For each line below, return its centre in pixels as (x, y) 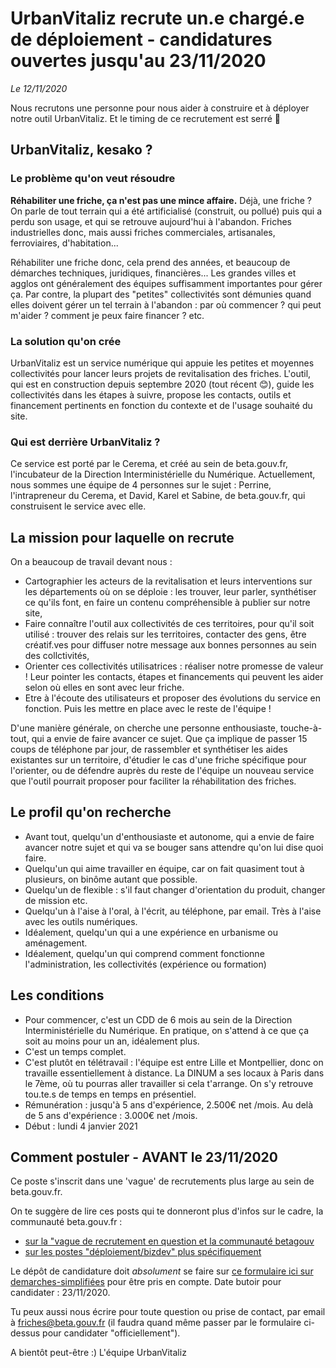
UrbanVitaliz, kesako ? (81, 150)
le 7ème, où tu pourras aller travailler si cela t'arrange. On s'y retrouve (169, 1083)
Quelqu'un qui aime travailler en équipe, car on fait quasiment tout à (164, 868)
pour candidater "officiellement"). (111, 1333)
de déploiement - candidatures (141, 39)
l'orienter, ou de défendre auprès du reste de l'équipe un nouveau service (162, 771)
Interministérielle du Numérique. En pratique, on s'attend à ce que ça (167, 1030)
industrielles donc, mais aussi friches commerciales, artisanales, (143, 232)
